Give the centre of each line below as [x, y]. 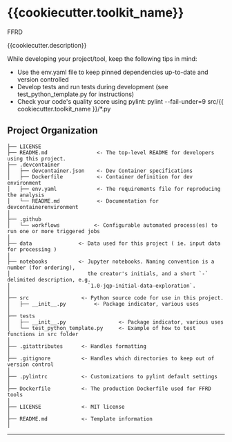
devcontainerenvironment [43, 207]
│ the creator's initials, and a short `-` [108, 274]
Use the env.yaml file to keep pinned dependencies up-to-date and [113, 72]
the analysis [26, 195]
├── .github [24, 219]
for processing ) [32, 249]
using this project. [37, 158]
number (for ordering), [41, 268]
